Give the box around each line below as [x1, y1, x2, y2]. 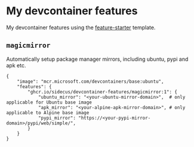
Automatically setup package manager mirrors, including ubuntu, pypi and [6, 55, 189, 62]
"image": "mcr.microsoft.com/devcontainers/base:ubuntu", [17, 79, 164, 85]
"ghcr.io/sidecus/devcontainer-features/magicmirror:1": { [27, 89, 178, 95]
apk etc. [6, 61, 26, 69]
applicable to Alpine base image [6, 110, 90, 115]
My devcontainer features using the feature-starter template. [6, 24, 156, 31]
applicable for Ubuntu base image [6, 99, 93, 105]
